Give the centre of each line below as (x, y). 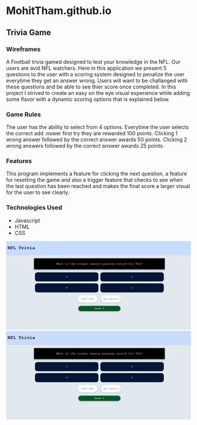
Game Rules (23, 114)
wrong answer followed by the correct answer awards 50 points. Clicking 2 (97, 140)
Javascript (27, 220)
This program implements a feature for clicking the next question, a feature (97, 174)
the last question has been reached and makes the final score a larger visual (98, 186)
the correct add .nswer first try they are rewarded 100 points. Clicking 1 (92, 134)
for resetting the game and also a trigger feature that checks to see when (94, 180)
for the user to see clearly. (38, 192)
